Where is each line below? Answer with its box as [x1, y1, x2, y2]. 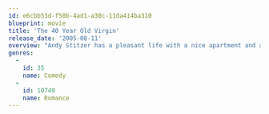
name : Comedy [22, 71, 66, 79]
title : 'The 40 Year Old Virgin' [8, 26, 120, 35]
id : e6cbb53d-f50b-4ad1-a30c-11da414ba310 [8, 11, 152, 20]
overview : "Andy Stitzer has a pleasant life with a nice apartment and [8, 42, 256, 50]
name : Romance [22, 94, 70, 102]
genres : [8, 49, 34, 57]
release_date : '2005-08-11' [8, 34, 102, 43]
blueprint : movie [8, 19, 66, 27]
